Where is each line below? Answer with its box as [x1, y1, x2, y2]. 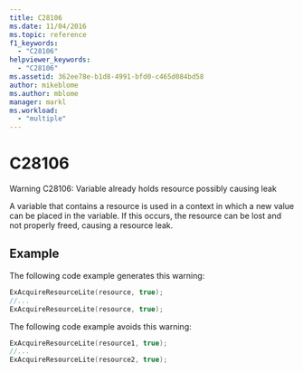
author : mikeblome [9, 81, 79, 90]
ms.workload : [9, 106, 59, 115]
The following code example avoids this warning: [9, 320, 192, 331]
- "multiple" [17, 114, 67, 123]
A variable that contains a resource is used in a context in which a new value [9, 201, 295, 212]
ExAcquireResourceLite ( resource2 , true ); [9, 355, 168, 365]
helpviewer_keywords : [9, 55, 91, 64]
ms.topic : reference [9, 30, 88, 39]
